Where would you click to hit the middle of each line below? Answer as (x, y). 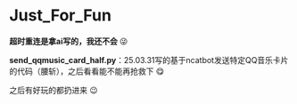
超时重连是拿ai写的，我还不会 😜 (69, 41)
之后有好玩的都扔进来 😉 (54, 90)
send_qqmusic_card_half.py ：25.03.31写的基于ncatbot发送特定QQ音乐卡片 (149, 60)
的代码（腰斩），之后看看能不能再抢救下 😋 (87, 71)
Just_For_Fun (60, 16)
